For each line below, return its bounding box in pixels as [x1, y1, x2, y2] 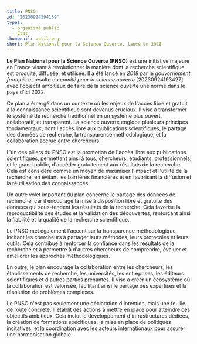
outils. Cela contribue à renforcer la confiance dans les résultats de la [6, 240, 175, 247]
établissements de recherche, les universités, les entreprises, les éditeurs [6, 270, 184, 277]
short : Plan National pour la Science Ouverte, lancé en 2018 [6, 42, 162, 47]
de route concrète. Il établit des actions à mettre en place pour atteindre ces [6, 306, 191, 313]
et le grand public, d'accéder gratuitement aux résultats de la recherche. [6, 161, 182, 168]
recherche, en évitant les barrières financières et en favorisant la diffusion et [6, 173, 192, 180]
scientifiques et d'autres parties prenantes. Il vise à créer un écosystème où [6, 276, 190, 283]
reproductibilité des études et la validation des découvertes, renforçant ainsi [6, 209, 191, 217]
